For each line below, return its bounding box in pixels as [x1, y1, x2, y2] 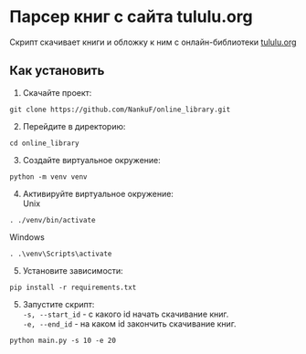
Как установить [9, 63, 105, 78]
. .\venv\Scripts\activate [9, 249, 112, 258]
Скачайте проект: [22, 87, 92, 98]
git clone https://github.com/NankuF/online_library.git [9, 105, 231, 114]
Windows [9, 231, 46, 243]
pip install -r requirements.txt [9, 283, 137, 292]
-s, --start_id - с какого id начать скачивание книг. [22, 308, 229, 319]
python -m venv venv [9, 172, 89, 182]
